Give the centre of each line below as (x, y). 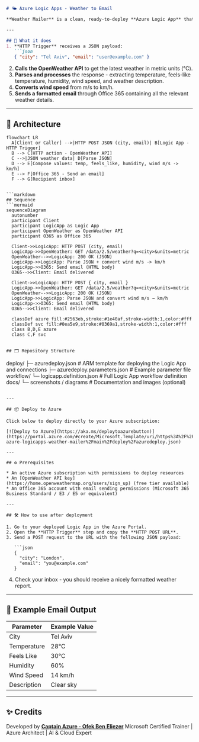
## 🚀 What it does (29, 41)
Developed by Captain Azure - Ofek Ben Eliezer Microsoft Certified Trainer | (99, 726)
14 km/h (62, 675)
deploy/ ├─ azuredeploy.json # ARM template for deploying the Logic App (96, 363)
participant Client (36, 220)
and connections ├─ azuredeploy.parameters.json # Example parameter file (99, 370)
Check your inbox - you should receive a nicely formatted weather (95, 579)
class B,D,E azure (34, 329)
